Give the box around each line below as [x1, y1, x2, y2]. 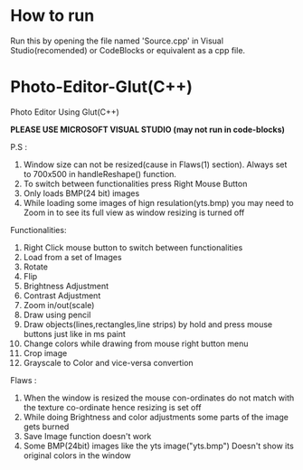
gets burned [23, 421, 70, 432]
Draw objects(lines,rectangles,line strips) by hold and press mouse [23, 318, 273, 330]
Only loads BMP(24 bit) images [23, 187, 140, 199]
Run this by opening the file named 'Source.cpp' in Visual [10, 35, 224, 46]
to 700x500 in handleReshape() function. [23, 168, 177, 179]
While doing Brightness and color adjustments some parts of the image [23, 411, 289, 422]
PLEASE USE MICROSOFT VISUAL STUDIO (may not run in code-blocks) [10, 124, 286, 135]
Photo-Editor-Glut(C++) [10, 77, 193, 98]
